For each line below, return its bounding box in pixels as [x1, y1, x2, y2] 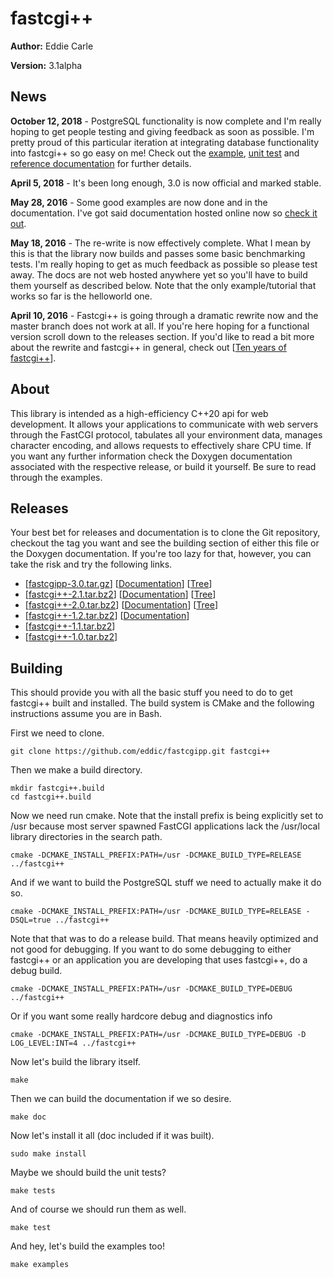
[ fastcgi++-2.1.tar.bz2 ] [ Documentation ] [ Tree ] [24, 588, 217, 601]
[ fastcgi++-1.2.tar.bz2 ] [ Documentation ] [24, 610, 190, 622]
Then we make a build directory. [10, 764, 143, 776]
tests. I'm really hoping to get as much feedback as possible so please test [10, 258, 318, 270]
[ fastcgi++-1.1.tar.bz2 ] [24, 620, 116, 632]
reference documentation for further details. [10, 157, 192, 169]
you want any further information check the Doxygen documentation [10, 450, 293, 462]
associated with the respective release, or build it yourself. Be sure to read [10, 460, 317, 472]
